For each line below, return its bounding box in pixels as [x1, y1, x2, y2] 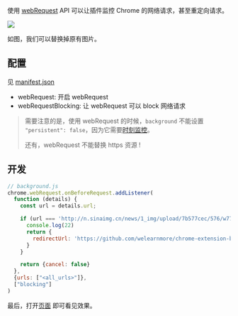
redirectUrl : [33, 235, 72, 242]
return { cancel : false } [20, 261, 91, 268]
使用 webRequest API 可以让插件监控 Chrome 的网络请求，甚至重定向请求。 [7, 6, 229, 14]
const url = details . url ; [20, 202, 97, 209]
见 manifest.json [7, 77, 55, 86]
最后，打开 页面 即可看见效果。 [7, 301, 96, 310]
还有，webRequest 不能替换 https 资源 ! [24, 141, 141, 149]
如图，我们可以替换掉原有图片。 [7, 35, 101, 43]
